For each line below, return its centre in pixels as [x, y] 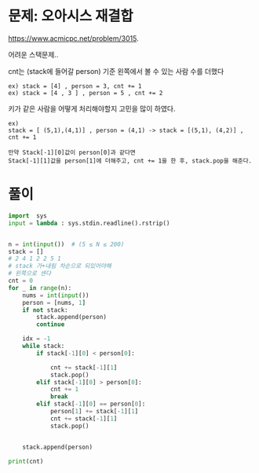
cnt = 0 [21, 280]
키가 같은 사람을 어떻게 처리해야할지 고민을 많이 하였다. [92, 108]
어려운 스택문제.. [33, 54]
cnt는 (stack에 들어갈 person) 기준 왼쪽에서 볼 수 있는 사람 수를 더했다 [116, 71]
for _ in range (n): [40, 288]
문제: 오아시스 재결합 [71, 16]
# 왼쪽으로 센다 [30, 273]
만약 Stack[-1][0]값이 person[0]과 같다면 [72, 152]
